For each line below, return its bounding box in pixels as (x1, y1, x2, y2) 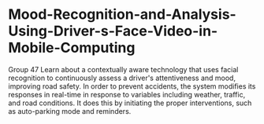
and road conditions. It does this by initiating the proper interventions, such (8, 98, 252, 108)
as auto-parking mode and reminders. (8, 106, 132, 115)
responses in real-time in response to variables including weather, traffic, (8, 89, 246, 99)
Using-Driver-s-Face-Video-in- (8, 22, 218, 40)
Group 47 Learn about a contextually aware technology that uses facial (8, 64, 239, 74)
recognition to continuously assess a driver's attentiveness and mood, (8, 73, 236, 82)
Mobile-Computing (8, 39, 136, 57)
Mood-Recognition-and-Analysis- (8, 5, 236, 24)
